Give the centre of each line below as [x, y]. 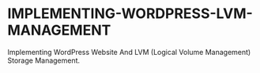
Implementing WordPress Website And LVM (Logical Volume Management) [129, 52]
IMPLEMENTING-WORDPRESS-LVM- [130, 14]
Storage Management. [44, 60]
